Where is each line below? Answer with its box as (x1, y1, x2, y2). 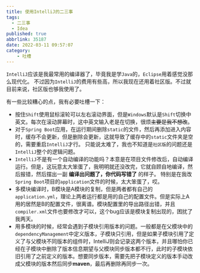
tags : (6, 14, 20, 20)
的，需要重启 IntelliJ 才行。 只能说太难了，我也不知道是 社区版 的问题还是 (14, 140, 193, 148)
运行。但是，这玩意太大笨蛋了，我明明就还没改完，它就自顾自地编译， (14, 162, 188, 170)
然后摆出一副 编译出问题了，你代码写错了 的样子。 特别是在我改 (35, 170, 192, 177)
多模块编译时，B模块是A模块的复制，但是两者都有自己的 (14, 185, 153, 192)
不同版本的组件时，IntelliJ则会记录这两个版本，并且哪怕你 (46, 237, 188, 245)
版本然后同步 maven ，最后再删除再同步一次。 (41, 260, 153, 267)
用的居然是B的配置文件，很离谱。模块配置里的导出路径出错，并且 (14, 200, 176, 207)
